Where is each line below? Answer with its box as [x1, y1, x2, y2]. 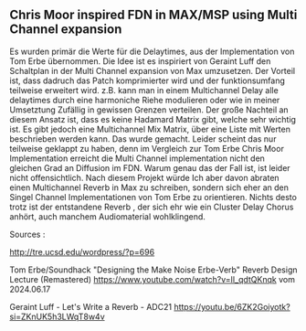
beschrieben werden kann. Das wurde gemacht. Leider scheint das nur [9, 133, 277, 144]
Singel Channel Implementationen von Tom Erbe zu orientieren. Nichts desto [9, 191, 297, 202]
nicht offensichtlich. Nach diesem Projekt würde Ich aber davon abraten [9, 172, 280, 183]
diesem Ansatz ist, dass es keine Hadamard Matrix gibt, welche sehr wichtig [9, 113, 297, 124]
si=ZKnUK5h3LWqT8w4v [9, 311, 105, 322]
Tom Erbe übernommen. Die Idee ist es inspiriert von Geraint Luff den [9, 55, 271, 67]
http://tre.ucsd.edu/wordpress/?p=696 [9, 246, 155, 257]
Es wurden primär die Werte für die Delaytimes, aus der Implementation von [9, 46, 295, 57]
